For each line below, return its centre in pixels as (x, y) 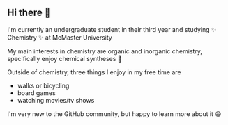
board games (36, 93)
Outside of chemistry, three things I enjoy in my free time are (94, 72)
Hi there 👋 (29, 13)
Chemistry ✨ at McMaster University (60, 37)
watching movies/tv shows (56, 100)
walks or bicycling (43, 85)
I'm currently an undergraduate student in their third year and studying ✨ (112, 29)
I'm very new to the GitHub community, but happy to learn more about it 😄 (114, 114)
